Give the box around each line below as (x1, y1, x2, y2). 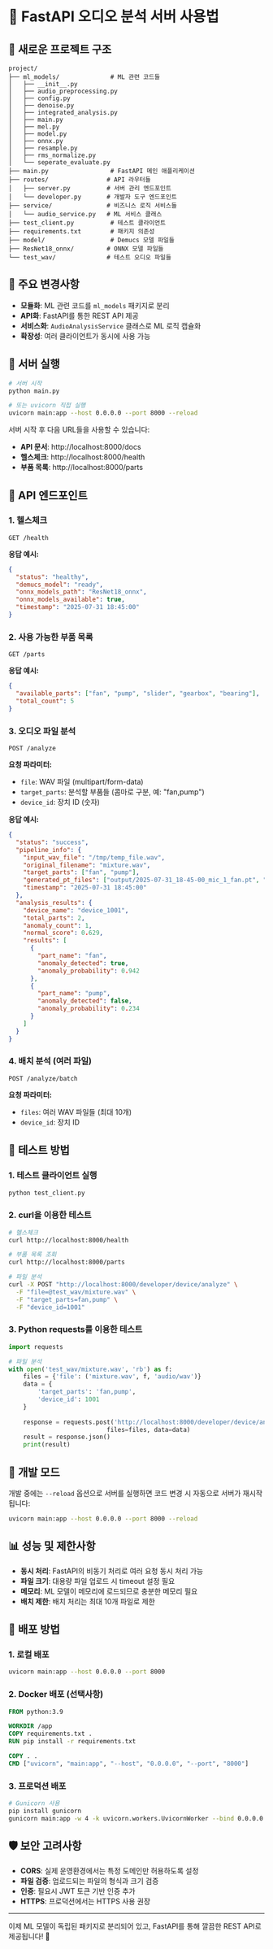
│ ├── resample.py (8, 144, 79, 152)
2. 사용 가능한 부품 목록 (8, 631, 93, 642)
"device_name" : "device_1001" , (23, 906, 129, 915)
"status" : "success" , (15, 838, 89, 846)
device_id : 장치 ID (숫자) (19, 798, 100, 807)
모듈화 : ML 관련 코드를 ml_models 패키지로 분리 (19, 300, 170, 310)
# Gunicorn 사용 (8, 1799, 60, 1808)
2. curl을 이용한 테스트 (8, 1209, 92, 1220)
